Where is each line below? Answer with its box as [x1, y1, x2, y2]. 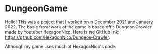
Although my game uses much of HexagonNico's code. [5, 43, 116, 49]
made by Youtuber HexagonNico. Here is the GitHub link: [5, 29, 120, 35]
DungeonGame [5, 3, 68, 14]
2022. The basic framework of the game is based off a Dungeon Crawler [5, 24, 152, 29]
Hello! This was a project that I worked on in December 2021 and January [5, 19, 153, 25]
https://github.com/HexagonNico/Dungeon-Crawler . [5, 34, 110, 40]
